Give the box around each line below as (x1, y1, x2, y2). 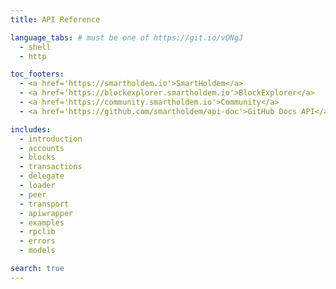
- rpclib (19, 227, 56, 237)
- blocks (19, 152, 56, 163)
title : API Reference (10, 14, 101, 25)
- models (19, 246, 56, 256)
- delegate (19, 171, 65, 181)
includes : (10, 124, 52, 135)
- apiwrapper (19, 208, 74, 218)
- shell (19, 42, 52, 52)
